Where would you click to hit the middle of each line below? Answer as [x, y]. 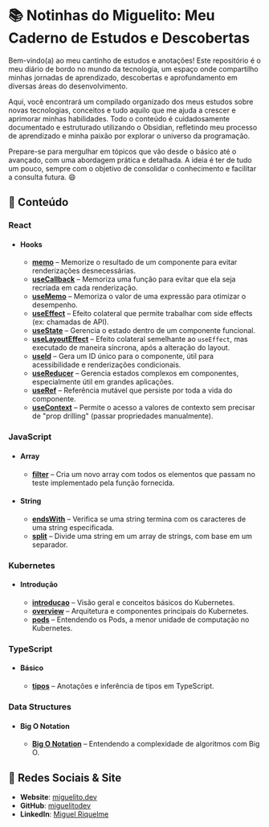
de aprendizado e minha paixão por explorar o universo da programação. [129, 136]
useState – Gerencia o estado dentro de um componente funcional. [143, 331]
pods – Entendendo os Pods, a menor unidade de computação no [141, 619]
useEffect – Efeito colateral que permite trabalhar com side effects [142, 314]
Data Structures [40, 706]
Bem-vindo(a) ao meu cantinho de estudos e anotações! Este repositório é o [134, 60]
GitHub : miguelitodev [55, 805]
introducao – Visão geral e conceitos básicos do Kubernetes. [133, 602]
